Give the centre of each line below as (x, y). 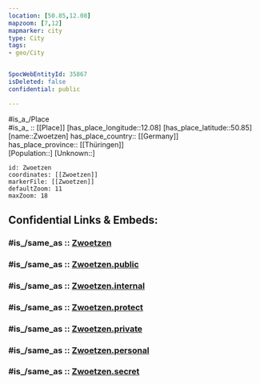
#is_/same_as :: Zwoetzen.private (75, 329)
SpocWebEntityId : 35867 (48, 74)
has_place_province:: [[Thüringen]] (66, 144)
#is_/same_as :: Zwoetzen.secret (74, 371)
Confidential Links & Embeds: (83, 220)
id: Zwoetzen (30, 168)
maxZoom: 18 (28, 196)
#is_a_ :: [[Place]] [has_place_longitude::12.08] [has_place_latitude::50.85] (130, 127)
